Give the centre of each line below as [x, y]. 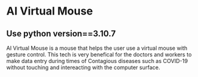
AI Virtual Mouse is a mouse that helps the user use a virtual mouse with [97, 48]
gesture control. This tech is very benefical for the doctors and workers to [99, 55]
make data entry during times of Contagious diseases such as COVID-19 [97, 61]
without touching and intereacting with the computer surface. [83, 67]
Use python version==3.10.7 [61, 34]
